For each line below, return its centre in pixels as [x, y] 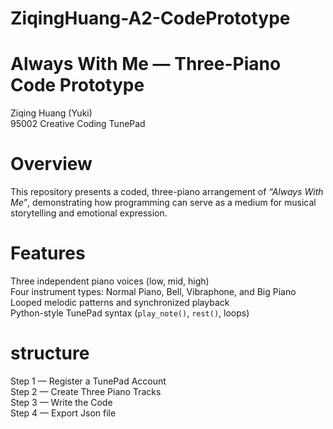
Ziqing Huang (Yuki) [51, 113]
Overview [51, 164]
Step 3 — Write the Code [61, 402]
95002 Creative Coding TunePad [78, 124]
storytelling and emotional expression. [89, 213]
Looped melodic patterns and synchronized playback [120, 302]
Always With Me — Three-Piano [146, 64]
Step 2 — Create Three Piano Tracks [86, 391]
